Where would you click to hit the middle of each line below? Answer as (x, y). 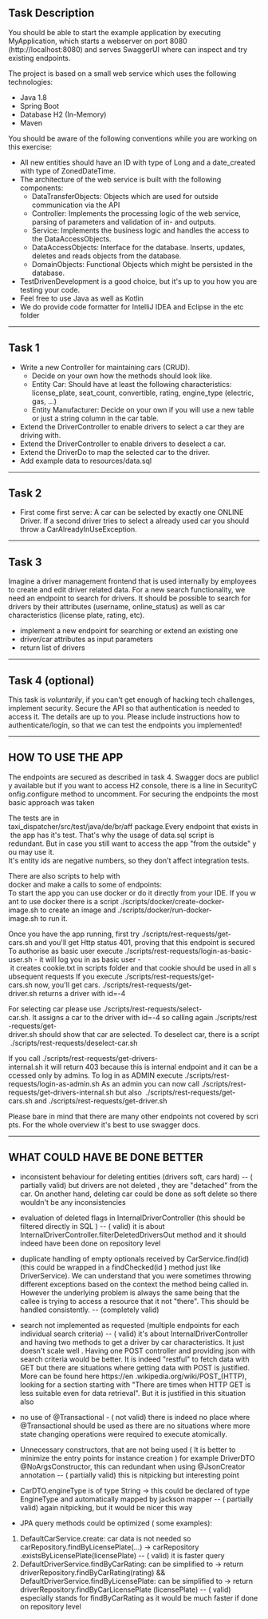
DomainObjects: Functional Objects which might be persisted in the (142, 264)
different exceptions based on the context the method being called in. (134, 1284)
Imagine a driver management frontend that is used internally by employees (132, 581)
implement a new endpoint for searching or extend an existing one (129, 631)
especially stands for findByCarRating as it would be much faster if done (139, 1597)
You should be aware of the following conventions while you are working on (133, 138)
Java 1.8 (33, 97)
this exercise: (30, 146)
